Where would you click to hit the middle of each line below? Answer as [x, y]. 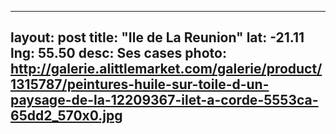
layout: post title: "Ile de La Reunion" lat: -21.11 [157, 37]
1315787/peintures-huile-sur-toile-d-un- [140, 84]
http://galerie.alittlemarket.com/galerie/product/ [166, 69]
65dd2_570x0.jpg [66, 116]
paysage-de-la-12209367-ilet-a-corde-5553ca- [164, 100]
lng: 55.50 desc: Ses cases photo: [118, 53]
